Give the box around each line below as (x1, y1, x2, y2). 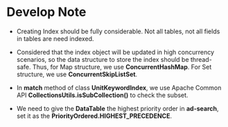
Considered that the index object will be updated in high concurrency (16, 48, 215, 56)
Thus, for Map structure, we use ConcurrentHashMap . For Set (32, 62, 212, 71)
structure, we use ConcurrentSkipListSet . (16, 70, 138, 78)
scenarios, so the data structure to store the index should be (16, 55, 189, 63)
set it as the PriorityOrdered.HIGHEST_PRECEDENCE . (16, 112, 173, 120)
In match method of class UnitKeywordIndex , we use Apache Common (16, 83, 222, 92)
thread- (190, 55, 212, 63)
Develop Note (6, 4, 87, 20)
